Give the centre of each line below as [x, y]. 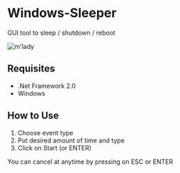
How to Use [33, 116]
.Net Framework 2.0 [46, 86]
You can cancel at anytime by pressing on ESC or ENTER [90, 162]
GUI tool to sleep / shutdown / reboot [61, 33]
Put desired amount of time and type [71, 140]
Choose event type [45, 133]
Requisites [31, 69]
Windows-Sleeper [62, 13]
